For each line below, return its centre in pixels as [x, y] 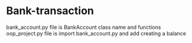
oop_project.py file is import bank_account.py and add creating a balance [96, 33]
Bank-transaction [50, 11]
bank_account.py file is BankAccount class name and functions [84, 27]
